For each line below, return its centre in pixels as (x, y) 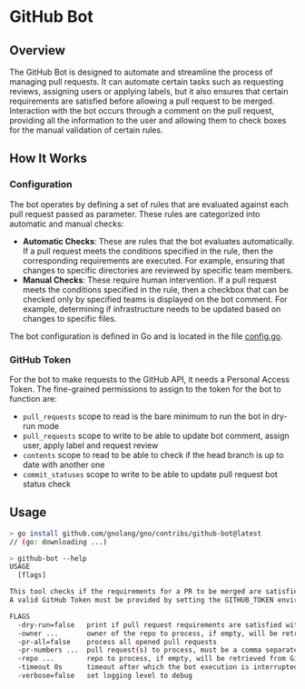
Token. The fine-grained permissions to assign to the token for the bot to (145, 389)
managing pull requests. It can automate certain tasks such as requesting (147, 82)
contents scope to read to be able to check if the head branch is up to (153, 454)
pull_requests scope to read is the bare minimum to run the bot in (146, 416)
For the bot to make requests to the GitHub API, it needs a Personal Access (150, 379)
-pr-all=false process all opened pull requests (118, 642)
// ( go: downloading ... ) (58, 542)
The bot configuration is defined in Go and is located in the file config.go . (146, 336)
